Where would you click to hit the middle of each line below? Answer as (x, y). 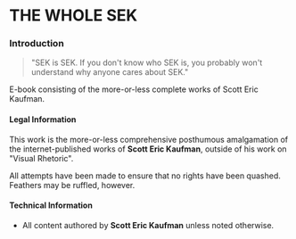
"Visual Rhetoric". (41, 158)
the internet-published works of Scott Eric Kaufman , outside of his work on (148, 149)
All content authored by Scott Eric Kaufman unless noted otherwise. (148, 225)
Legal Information (43, 119)
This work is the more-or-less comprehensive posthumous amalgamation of (149, 139)
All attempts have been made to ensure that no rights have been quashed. (145, 176)
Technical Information (51, 205)
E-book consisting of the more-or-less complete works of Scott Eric (134, 89)
